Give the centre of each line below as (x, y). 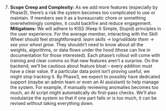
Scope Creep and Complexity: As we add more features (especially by (84, 7)
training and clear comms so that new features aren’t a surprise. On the (84, 61)
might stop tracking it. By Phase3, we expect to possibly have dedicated (85, 77)
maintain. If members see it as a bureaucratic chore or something (78, 18)
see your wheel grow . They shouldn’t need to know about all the (77, 44)
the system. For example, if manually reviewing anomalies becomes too (84, 87)
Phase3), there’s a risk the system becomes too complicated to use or (82, 13)
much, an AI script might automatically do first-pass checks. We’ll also (83, 93)
